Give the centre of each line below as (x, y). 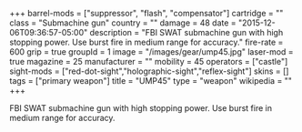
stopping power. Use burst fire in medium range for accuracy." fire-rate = (146, 42)
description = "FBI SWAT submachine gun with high (186, 32)
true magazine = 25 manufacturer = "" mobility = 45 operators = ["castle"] (149, 61)
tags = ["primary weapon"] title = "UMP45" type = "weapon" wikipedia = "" (151, 81)
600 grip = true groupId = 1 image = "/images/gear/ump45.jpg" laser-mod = (151, 52)
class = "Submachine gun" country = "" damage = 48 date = (123, 23)
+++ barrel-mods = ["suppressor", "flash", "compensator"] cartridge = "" (146, 13)
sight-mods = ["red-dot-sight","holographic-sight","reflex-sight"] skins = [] (149, 71)
